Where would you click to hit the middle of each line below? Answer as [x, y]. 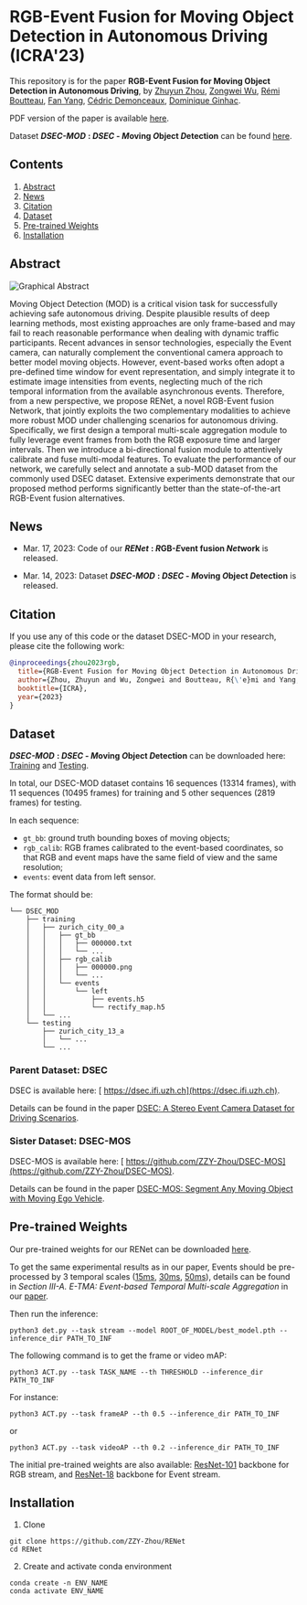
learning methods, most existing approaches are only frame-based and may [153, 323]
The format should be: [51, 895]
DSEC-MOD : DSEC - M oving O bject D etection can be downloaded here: [148, 756]
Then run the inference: [54, 1313]
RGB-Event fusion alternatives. [67, 498]
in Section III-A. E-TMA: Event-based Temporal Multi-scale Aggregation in [149, 1286]
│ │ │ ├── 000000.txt [79, 943]
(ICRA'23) [47, 56]
